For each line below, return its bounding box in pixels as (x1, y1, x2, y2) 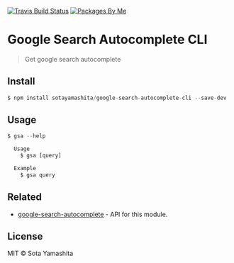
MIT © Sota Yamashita (7, 249, 74, 258)
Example (13, 165, 37, 172)
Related (7, 191, 43, 203)
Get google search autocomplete (24, 55, 121, 63)
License (7, 230, 43, 242)
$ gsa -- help (7, 133, 46, 140)
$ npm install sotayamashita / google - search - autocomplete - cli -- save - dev (7, 94, 227, 101)
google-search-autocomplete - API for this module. (17, 210, 168, 218)
